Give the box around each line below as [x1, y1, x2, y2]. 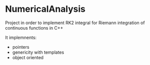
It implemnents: [5, 34, 37, 40]
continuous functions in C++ [5, 25, 63, 31]
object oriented [12, 54, 44, 60]
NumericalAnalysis [5, 3, 86, 15]
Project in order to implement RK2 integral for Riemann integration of [5, 20, 145, 26]
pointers [12, 44, 30, 50]
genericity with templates [12, 49, 64, 55]
